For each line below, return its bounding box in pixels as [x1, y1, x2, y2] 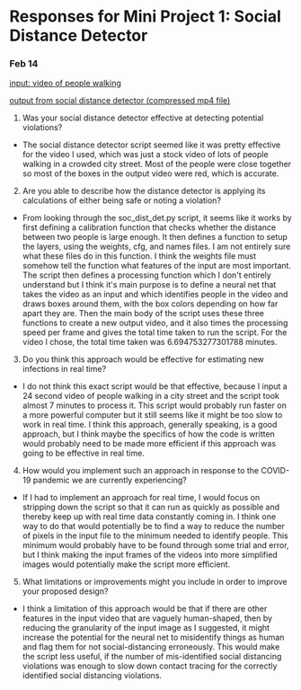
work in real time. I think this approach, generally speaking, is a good [22, 420, 278, 430]
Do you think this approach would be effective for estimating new [22, 354, 265, 365]
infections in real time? [22, 364, 107, 375]
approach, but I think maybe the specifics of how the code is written [22, 429, 276, 439]
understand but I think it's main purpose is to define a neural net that [22, 279, 277, 290]
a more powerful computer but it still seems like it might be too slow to [22, 410, 283, 420]
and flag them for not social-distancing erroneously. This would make [22, 641, 280, 652]
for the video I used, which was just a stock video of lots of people [22, 149, 269, 160]
